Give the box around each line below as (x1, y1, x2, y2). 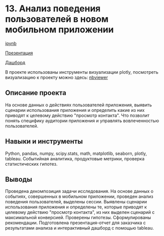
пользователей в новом (5, 13, 109, 25)
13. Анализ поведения (5, 3, 101, 14)
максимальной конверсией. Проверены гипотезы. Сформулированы (5, 215, 151, 221)
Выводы (5, 175, 32, 184)
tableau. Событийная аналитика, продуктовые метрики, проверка (5, 155, 145, 161)
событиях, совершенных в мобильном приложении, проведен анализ (5, 193, 154, 199)
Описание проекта (5, 89, 66, 97)
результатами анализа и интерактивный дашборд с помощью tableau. (5, 225, 154, 231)
